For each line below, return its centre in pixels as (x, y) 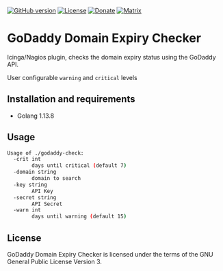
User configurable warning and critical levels (73, 77)
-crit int (27, 159)
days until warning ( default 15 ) (79, 217)
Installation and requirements (71, 99)
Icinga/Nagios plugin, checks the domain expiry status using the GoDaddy (112, 57)
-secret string (35, 197)
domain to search (56, 179)
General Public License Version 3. (55, 261)
